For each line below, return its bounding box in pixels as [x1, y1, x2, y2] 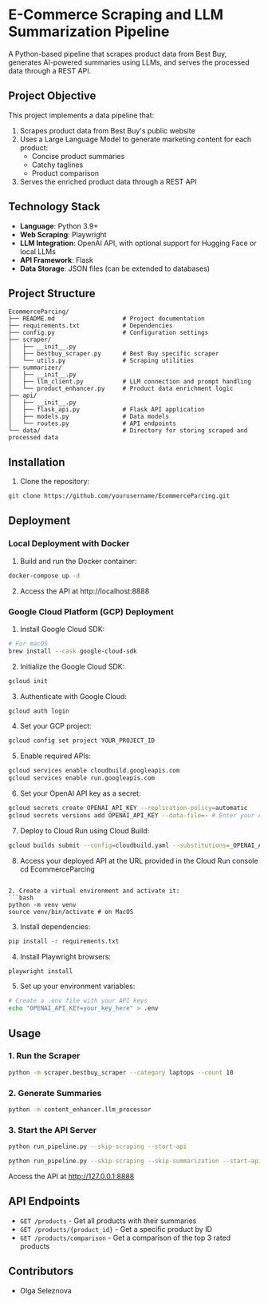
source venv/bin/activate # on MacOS [8, 908, 134, 916]
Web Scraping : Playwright [19, 229, 107, 239]
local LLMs [19, 246, 56, 256]
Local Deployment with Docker [8, 538, 130, 549]
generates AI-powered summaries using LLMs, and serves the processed [8, 58, 250, 67]
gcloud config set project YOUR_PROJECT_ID [8, 737, 156, 745]
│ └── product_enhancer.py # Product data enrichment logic [8, 385, 234, 393]
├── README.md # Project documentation [8, 315, 205, 323]
